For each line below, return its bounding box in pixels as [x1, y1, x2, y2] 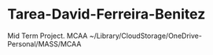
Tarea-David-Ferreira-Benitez [7, 5, 206, 23]
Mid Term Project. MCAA [7, 31, 88, 40]
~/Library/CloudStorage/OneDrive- [89, 31, 202, 40]
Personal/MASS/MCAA [7, 39, 82, 48]
